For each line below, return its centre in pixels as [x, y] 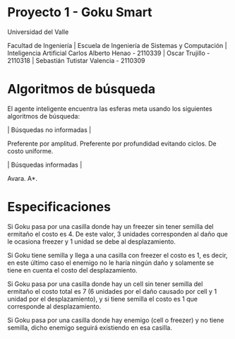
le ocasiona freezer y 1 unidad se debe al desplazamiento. [92, 242]
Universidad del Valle [38, 32]
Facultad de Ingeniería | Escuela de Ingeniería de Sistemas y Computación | [117, 45]
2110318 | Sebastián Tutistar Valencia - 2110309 [76, 60]
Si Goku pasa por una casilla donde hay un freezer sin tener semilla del [110, 226]
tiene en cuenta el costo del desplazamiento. [72, 270]
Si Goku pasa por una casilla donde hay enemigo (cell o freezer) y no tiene [116, 320]
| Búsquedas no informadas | [49, 130]
